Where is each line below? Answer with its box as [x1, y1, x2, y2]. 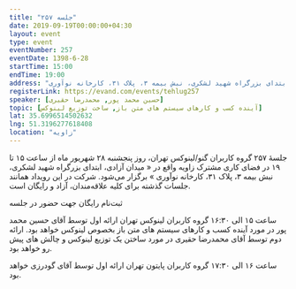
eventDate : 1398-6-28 [9, 54, 89, 63]
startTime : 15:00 [9, 63, 73, 72]
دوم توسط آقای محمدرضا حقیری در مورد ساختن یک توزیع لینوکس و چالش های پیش [9, 233, 283, 244]
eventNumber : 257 [9, 46, 73, 55]
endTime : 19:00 [9, 71, 65, 80]
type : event [9, 37, 53, 47]
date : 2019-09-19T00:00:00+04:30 [9, 21, 133, 30]
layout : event [9, 29, 62, 38]
